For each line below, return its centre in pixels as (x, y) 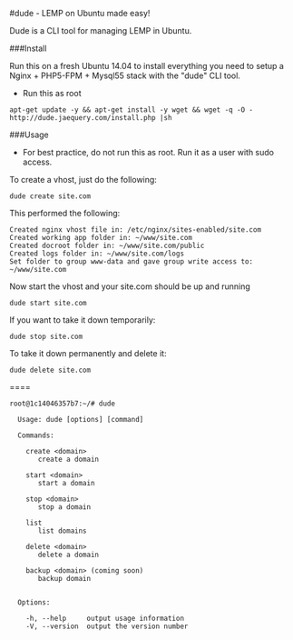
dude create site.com (50, 196)
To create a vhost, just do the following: (83, 180)
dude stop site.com (46, 336)
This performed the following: (65, 213)
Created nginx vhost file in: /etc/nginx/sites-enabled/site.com (135, 230)
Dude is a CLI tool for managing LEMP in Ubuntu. (101, 30)
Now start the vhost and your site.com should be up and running (130, 286)
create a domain (68, 459)
